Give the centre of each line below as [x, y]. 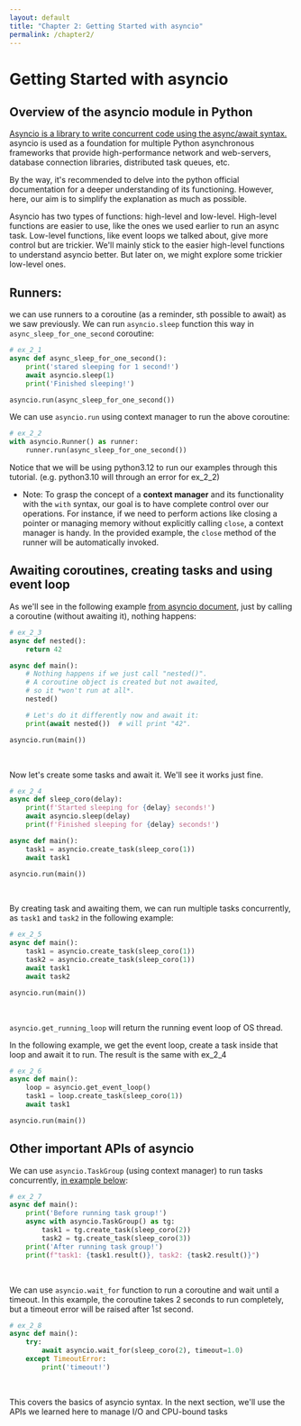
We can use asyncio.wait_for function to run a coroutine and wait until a [144, 1290]
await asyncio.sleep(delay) [78, 816]
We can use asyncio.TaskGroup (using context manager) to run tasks [136, 1170]
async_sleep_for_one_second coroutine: [82, 333]
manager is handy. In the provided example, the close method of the [149, 533]
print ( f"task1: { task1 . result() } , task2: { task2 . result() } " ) [143, 1255]
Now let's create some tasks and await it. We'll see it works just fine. [137, 775]
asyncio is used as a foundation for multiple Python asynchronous [132, 143]
